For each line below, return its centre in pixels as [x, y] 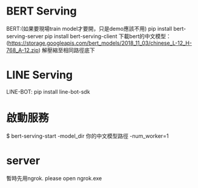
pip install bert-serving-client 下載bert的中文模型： [108, 36]
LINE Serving [40, 75]
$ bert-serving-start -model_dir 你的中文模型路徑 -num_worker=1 [87, 136]
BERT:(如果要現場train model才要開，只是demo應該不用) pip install [89, 28]
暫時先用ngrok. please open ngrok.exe [54, 178]
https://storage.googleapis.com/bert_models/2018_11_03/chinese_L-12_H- [100, 43]
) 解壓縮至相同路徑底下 [67, 50]
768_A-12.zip [23, 50]
